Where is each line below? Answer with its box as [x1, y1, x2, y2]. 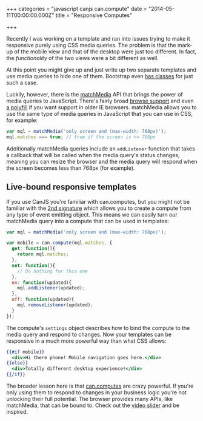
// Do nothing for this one [17, 268, 88, 274]
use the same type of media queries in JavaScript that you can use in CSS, [6, 110, 193, 117]
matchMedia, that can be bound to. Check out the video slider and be [6, 402, 180, 409]
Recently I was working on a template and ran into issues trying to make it [6, 35, 191, 42]
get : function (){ [12, 246, 56, 252]
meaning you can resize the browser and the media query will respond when [6, 158, 198, 165]
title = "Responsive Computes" [55, 12, 133, 19]
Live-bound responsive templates [6, 182, 137, 192]
